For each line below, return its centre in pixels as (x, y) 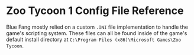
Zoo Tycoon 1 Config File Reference (95, 11)
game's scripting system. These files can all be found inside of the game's (97, 33)
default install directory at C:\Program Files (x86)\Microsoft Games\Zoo (94, 39)
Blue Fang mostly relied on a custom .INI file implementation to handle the (97, 27)
